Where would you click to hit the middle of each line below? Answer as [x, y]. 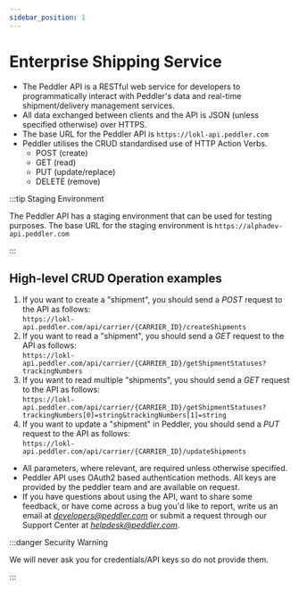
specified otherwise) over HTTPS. [84, 124]
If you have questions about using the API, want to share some [137, 497]
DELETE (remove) [68, 181]
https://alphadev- [249, 226]
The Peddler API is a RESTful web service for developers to [131, 87]
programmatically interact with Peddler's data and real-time [132, 95]
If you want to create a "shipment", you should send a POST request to [152, 300]
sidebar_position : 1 [48, 17]
